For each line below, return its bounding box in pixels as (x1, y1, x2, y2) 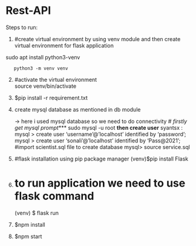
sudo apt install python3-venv (5, 53, 80, 61)
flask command (14, 189, 94, 203)
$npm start (14, 233, 42, 240)
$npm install (14, 221, 46, 228)
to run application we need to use (14, 176, 186, 190)
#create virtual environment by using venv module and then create (14, 35, 181, 42)
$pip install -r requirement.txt (14, 94, 88, 101)
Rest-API (5, 4, 51, 18)
